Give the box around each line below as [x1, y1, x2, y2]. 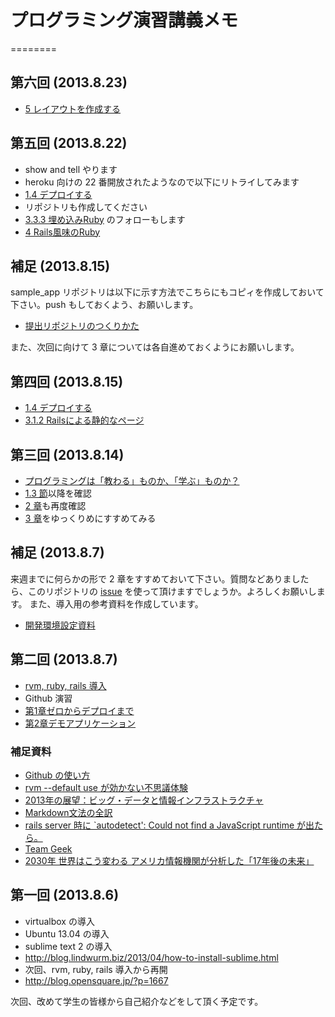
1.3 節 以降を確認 [24, 487, 92, 499]
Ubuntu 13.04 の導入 [24, 927, 110, 940]
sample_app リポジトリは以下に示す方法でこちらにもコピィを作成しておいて [10, 286, 325, 298]
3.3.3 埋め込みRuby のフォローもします [24, 213, 186, 225]
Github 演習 [24, 692, 73, 704]
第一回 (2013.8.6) [10, 887, 120, 904]
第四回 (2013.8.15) [10, 373, 124, 390]
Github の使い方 [24, 769, 91, 781]
